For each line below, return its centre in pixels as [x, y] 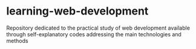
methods [17, 41]
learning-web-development [77, 11]
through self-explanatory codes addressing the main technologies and [94, 34]
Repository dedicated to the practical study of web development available [98, 28]
